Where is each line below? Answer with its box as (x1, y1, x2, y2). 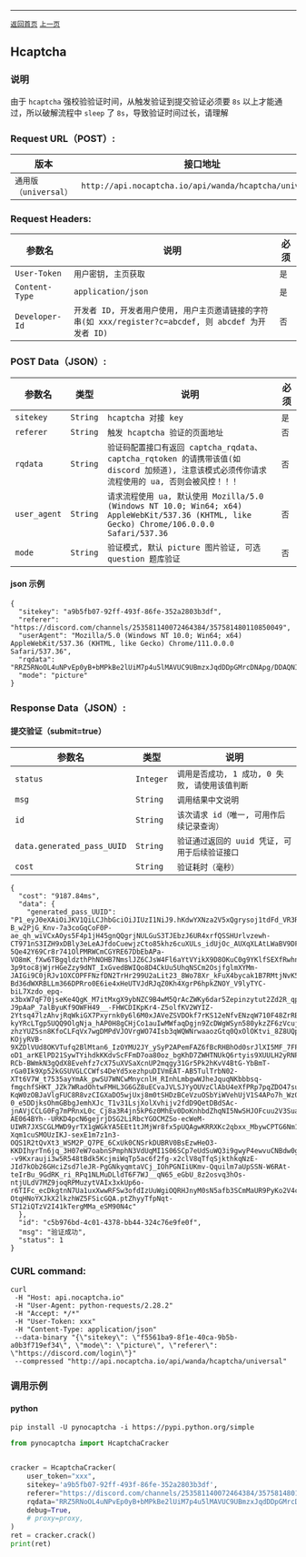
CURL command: (10, 1264, 86, 1277)
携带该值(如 (197, 453, 242, 464)
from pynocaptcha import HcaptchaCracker (10, 1439, 170, 1448)
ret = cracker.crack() (10, 1531, 96, 1541)
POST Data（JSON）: (10, 356, 107, 369)
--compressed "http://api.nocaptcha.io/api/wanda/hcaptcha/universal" (14, 1357, 287, 1366)
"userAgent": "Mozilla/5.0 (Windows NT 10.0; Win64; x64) (18, 631, 243, 640)
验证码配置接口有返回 (106, 442, 185, 452)
